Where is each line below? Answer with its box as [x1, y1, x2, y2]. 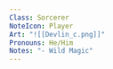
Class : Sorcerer [9, 13, 69, 22]
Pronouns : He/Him [9, 38, 74, 47]
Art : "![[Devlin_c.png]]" [9, 30, 105, 39]
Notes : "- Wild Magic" [9, 47, 93, 56]
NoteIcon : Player [9, 22, 74, 30]
